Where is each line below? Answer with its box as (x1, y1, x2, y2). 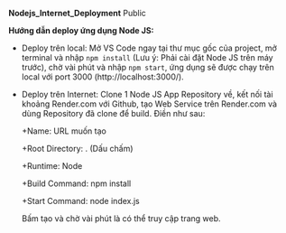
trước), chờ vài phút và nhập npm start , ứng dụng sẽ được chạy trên (21, 62, 274, 72)
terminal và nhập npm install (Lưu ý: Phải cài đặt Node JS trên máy (21, 52, 273, 62)
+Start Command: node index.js (21, 196, 141, 206)
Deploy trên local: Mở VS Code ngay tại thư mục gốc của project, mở (21, 42, 277, 53)
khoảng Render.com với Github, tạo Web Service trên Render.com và (21, 98, 277, 109)
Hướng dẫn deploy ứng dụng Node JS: (8, 25, 154, 35)
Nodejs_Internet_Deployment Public (8, 8, 146, 18)
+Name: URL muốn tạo (21, 126, 107, 136)
